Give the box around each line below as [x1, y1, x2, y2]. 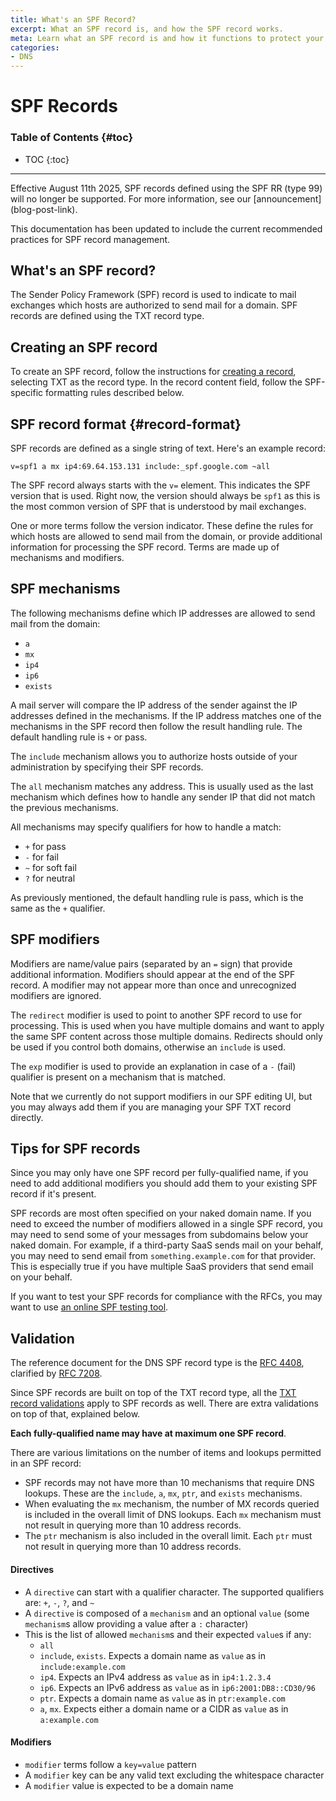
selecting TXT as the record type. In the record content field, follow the [10, 376, 303, 388]
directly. [10, 1111, 44, 1123]
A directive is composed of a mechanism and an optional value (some [24, 1607, 310, 1619]
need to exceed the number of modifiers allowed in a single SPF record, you [10, 1218, 323, 1230]
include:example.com [39, 1662, 126, 1672]
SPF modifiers [10, 931, 100, 948]
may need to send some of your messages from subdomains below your [10, 1229, 309, 1241]
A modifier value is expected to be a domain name [24, 1779, 234, 1791]
